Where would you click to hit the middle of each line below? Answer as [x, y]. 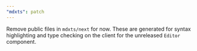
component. [21, 41]
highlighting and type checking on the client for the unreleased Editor [93, 35]
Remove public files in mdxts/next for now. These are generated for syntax [99, 29]
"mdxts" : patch [25, 12]
